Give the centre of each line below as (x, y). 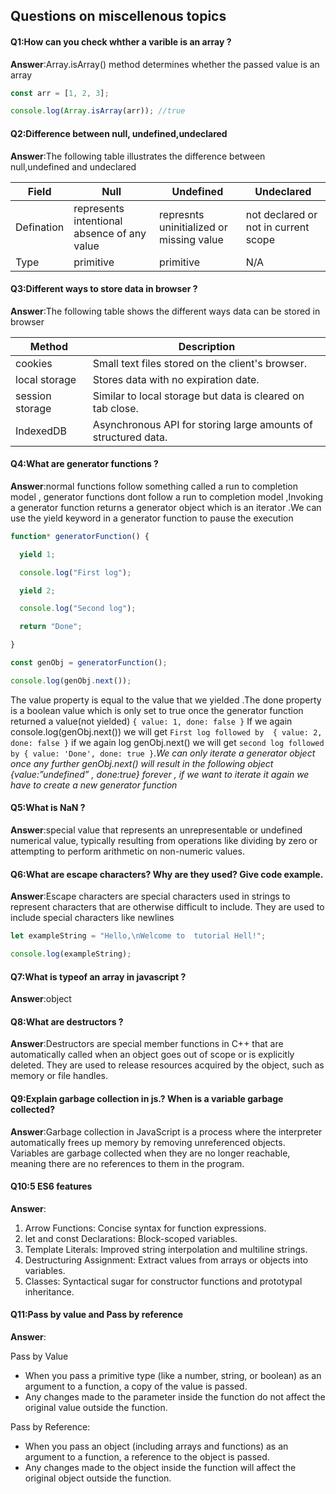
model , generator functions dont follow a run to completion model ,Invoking (167, 496)
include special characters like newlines (92, 918)
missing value (191, 239)
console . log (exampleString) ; (71, 954)
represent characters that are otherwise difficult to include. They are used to (167, 907)
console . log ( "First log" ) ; (75, 572)
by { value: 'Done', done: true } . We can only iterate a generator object (163, 753)
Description (207, 346)
